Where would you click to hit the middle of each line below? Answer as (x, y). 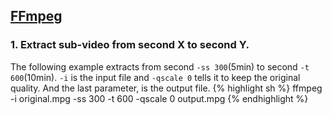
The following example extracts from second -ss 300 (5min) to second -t (160, 66)
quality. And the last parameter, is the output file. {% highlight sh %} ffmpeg (166, 88)
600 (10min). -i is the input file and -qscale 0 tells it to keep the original (155, 77)
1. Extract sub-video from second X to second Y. (130, 45)
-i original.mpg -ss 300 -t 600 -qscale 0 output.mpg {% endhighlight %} (159, 98)
